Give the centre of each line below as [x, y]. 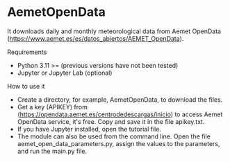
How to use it [26, 86]
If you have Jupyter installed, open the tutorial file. [89, 129]
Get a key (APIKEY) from [52, 107]
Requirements [27, 52]
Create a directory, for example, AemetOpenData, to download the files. [120, 99]
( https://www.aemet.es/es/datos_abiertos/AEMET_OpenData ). [96, 38]
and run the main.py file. [52, 151]
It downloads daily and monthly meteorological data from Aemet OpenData [114, 31]
